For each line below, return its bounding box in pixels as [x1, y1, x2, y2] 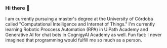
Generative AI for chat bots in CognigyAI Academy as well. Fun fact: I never [5, 32, 162, 38]
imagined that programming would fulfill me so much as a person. [5, 37, 142, 43]
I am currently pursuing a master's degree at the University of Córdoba [5, 16, 153, 22]
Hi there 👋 [5, 4, 30, 11]
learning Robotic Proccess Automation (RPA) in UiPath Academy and [5, 26, 148, 32]
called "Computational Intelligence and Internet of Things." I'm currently [5, 21, 155, 27]
